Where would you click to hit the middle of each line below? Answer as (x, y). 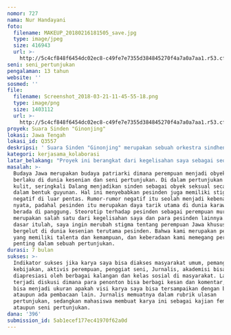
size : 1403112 (33, 109)
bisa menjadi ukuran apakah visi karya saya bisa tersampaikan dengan (117, 289)
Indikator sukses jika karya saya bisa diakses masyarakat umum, (109, 263)
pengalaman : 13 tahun (38, 71)
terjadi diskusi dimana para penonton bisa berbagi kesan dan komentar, (120, 282)
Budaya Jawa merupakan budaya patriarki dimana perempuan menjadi (110, 173)
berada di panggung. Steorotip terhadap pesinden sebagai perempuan (113, 212)
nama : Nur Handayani (37, 20)
